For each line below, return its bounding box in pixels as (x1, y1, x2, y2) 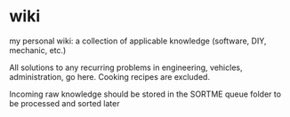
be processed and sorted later (9, 97, 120, 108)
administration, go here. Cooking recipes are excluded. (9, 71, 211, 82)
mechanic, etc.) (9, 44, 67, 55)
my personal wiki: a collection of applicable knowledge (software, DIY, (9, 35, 267, 46)
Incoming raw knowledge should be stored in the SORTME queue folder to (9, 89, 282, 99)
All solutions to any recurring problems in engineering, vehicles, (9, 62, 243, 73)
